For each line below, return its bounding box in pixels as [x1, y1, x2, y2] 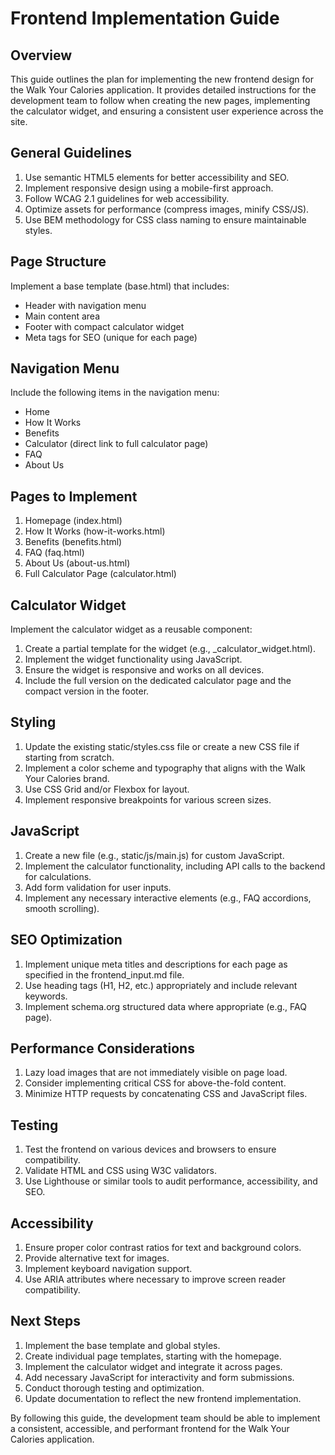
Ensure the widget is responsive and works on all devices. [24, 664, 265, 676]
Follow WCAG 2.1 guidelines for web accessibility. [24, 192, 230, 204]
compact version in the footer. [24, 685, 150, 697]
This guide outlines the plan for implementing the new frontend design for [10, 73, 314, 85]
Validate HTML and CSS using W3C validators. [24, 1165, 217, 1177]
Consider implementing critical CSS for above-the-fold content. [24, 1077, 287, 1089]
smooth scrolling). [24, 902, 100, 914]
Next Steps [10, 1313, 81, 1330]
